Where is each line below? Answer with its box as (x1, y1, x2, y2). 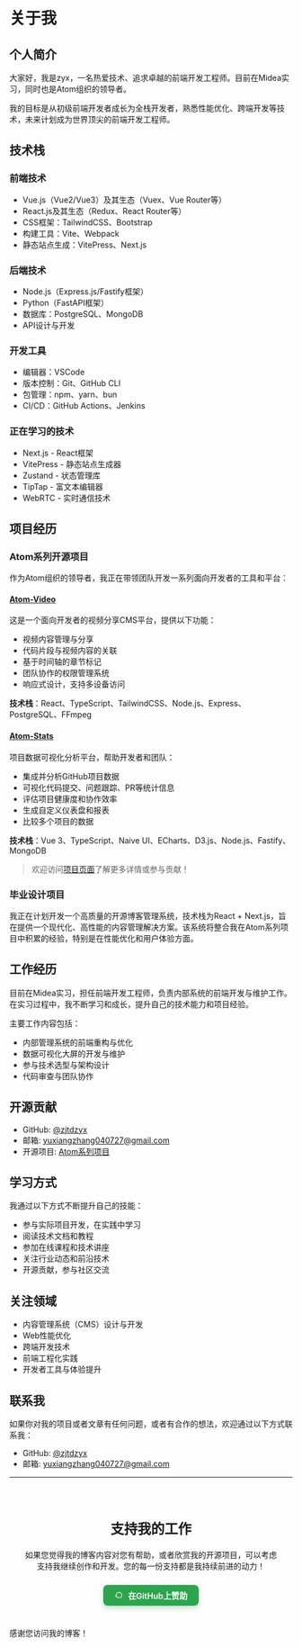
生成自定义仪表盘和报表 (22, 805, 110, 815)
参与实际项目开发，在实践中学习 (22, 1219, 141, 1230)
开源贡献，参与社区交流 (22, 1264, 110, 1275)
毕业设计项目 (9, 888, 66, 901)
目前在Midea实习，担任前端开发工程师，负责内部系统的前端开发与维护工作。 (9, 987, 292, 998)
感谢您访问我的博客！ (9, 1627, 88, 1638)
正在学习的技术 (9, 425, 75, 437)
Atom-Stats (9, 731, 54, 742)
